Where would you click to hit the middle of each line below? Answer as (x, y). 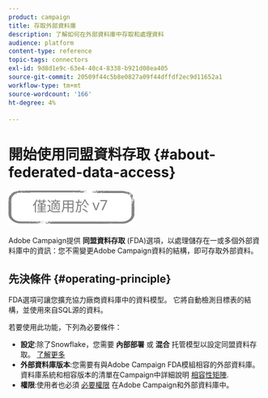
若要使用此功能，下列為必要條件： (65, 327)
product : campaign (39, 17)
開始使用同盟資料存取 (80, 155)
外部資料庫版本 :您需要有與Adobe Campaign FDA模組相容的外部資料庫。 (140, 364)
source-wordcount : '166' (50, 94)
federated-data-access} (92, 172)
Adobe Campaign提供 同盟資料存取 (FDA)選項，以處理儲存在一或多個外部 (131, 241)
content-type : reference (50, 51)
